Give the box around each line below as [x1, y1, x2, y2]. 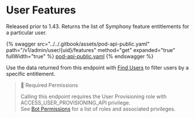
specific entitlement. [6, 70, 56, 77]
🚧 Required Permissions [20, 81, 78, 88]
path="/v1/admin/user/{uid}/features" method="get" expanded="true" [6, 46, 176, 53]
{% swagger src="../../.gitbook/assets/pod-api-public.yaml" [6, 40, 150, 47]
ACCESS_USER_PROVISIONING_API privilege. [20, 99, 131, 106]
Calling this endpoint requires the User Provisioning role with [20, 93, 167, 100]
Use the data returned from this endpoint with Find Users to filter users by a [6, 64, 189, 71]
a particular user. [6, 29, 47, 36]
